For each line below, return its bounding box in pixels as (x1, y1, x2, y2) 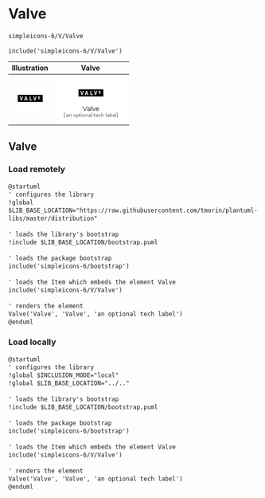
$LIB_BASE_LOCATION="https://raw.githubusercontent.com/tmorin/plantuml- (8, 206, 259, 214)
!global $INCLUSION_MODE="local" (8, 371, 119, 379)
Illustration (11, 63, 49, 73)
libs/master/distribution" (8, 214, 98, 222)
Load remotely (8, 163, 66, 174)
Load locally (8, 336, 57, 347)
